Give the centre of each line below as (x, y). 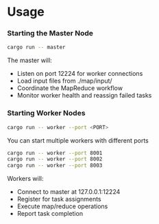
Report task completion (50, 214)
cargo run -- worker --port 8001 (55, 153)
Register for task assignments (59, 199)
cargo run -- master (37, 47)
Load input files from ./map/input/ (64, 81)
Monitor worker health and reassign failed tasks (84, 96)
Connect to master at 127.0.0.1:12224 (69, 192)
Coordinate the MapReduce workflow (70, 88)
